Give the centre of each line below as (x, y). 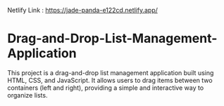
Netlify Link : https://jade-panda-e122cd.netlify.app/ (83, 10)
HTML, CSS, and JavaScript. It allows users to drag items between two (110, 80)
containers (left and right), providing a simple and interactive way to (106, 88)
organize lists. (27, 95)
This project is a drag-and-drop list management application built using (111, 72)
